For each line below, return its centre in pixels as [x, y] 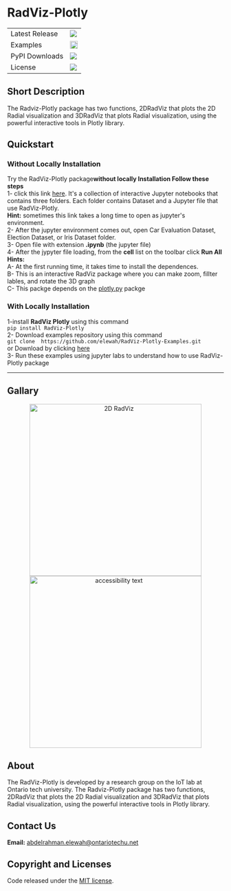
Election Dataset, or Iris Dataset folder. [62, 237]
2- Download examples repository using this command [85, 334]
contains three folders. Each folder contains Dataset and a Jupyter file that [113, 201]
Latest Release [34, 34]
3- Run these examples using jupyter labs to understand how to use [103, 355]
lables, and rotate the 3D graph [51, 281]
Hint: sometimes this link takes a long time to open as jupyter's [96, 215]
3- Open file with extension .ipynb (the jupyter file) [79, 245]
